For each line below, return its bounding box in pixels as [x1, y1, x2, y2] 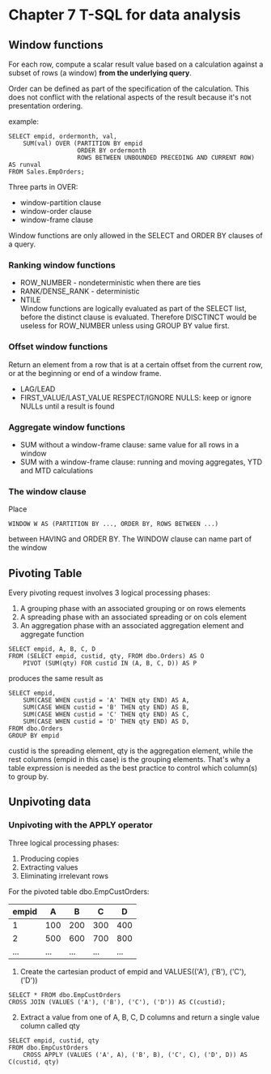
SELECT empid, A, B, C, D [8, 645, 95, 653]
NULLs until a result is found [19, 401, 115, 411]
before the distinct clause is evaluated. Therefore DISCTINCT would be [19, 312, 257, 322]
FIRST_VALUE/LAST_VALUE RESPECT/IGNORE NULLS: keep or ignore [19, 392, 252, 402]
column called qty [19, 1021, 81, 1030]
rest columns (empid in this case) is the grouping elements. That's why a [8, 755, 251, 764]
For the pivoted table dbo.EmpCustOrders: [8, 886, 150, 896]
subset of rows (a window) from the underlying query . [8, 68, 193, 78]
